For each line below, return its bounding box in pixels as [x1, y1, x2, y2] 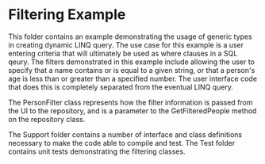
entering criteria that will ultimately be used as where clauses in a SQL [8, 48, 238, 58]
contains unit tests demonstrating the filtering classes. [8, 147, 186, 156]
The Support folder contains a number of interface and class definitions [8, 129, 243, 139]
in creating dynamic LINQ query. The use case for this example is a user [8, 40, 244, 49]
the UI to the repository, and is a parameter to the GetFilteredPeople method [8, 105, 257, 116]
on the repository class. [8, 114, 86, 124]
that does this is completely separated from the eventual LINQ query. [8, 82, 234, 92]
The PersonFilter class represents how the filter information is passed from [8, 97, 253, 107]
